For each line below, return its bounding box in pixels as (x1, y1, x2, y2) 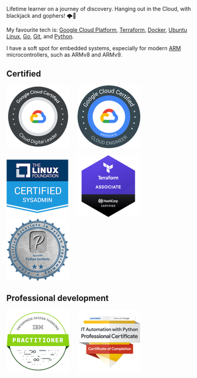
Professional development (6, 293, 109, 303)
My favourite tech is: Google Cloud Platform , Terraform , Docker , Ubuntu (6, 26, 188, 33)
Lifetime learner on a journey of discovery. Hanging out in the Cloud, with (6, 6, 191, 12)
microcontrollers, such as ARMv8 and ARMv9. (6, 51, 122, 58)
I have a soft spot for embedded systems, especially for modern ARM (6, 45, 182, 51)
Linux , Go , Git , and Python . (6, 33, 74, 40)
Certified (6, 69, 42, 79)
